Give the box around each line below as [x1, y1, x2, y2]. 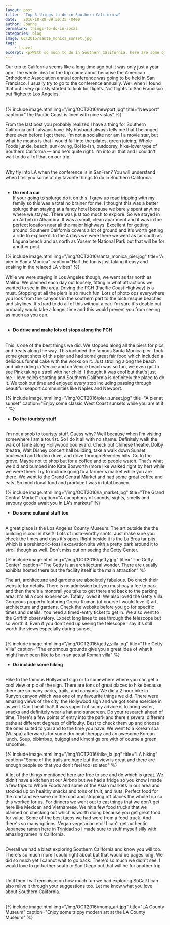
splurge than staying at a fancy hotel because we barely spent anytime [12, 205, 160, 212]
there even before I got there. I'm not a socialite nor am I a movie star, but [5, 132, 158, 138]
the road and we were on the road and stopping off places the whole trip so [5, 793, 163, 799]
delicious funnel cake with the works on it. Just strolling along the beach [5, 358, 156, 364]
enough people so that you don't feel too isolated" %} [5, 762, 117, 768]
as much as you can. [5, 312, 49, 318]
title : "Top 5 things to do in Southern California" [5, 12, 121, 17]
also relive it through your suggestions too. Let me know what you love [5, 883, 153, 889]
